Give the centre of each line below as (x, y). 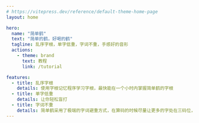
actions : (22, 50)
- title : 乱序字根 (32, 83)
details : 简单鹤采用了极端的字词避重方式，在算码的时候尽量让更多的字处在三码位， (106, 111)
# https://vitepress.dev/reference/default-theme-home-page (82, 12)
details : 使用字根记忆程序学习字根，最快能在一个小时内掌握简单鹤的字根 (95, 89)
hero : (13, 28)
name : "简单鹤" (29, 33)
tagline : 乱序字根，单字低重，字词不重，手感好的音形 (70, 45)
